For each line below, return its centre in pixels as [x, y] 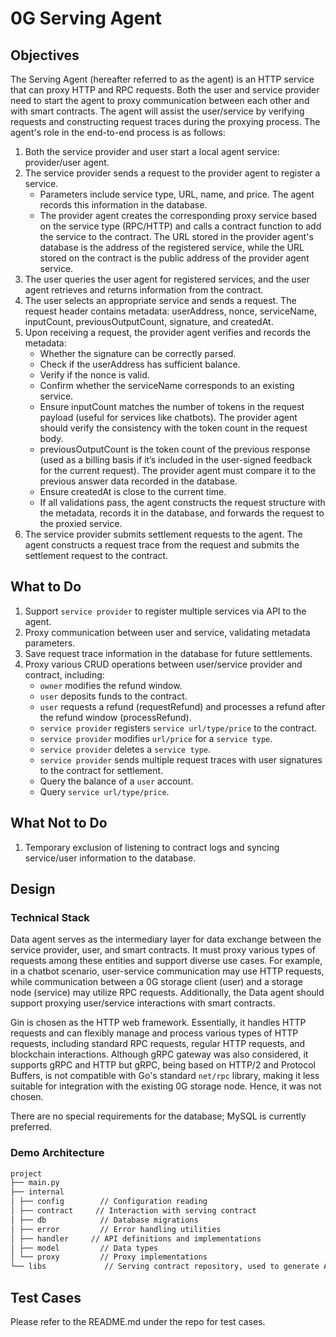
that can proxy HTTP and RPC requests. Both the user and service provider [165, 90]
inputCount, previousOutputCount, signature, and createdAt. [149, 321]
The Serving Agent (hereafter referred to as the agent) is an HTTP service [162, 79]
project [26, 1173]
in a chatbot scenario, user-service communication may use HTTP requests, [167, 971]
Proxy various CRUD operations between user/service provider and [163, 664]
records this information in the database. [123, 205]
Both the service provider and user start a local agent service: [152, 151]
